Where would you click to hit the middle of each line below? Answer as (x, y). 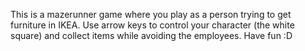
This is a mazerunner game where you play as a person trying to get (151, 14)
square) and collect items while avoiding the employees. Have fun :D (151, 35)
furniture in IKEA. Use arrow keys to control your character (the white (152, 25)
